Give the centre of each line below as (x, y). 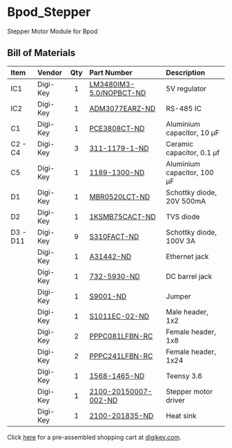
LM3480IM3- (112, 84)
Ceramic (179, 144)
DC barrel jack (189, 276)
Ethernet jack (187, 256)
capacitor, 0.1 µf (192, 152)
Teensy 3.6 (184, 376)
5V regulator (186, 89)
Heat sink (181, 415)
